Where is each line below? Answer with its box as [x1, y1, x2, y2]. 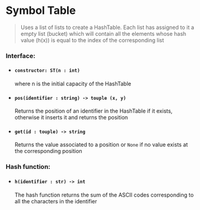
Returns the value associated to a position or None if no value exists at [14, 141, 188, 148]
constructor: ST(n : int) [14, 68, 80, 74]
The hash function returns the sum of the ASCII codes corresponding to [14, 191, 194, 199]
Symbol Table [5, 4, 76, 18]
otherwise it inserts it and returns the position [14, 114, 128, 121]
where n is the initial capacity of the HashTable [14, 80, 132, 88]
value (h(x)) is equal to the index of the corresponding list [20, 36, 164, 44]
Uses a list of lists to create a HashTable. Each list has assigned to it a [20, 24, 195, 31]
